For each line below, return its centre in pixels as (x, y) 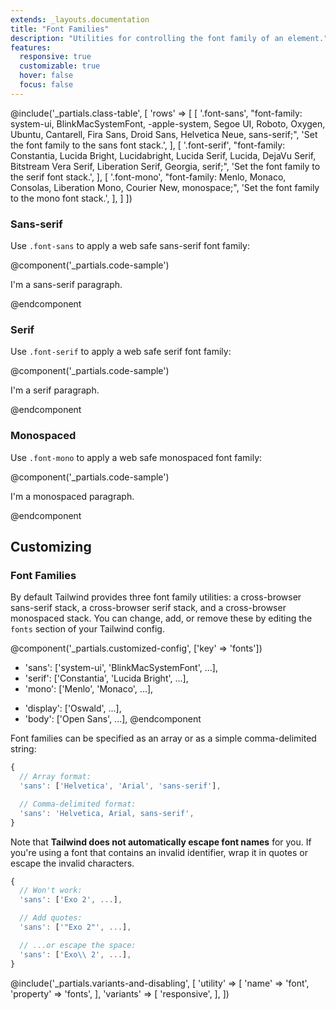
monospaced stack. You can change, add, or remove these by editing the (161, 618)
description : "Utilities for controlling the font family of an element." (169, 38)
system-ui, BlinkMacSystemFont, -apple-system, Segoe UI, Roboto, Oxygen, (168, 123)
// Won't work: (51, 891)
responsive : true (55, 57)
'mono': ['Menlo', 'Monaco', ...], (89, 689)
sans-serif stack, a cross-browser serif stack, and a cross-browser (148, 608)
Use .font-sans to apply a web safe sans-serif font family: (130, 246)
